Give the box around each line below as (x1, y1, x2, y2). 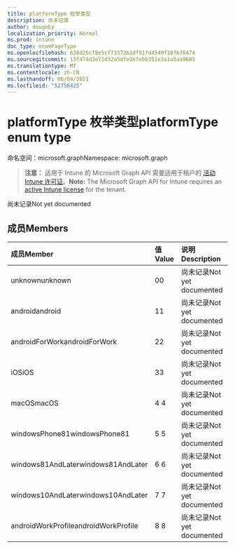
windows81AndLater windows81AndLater (10, 460, 148, 469)
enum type (7, 130, 71, 146)
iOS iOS (10, 367, 34, 377)
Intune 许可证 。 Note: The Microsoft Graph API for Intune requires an (24, 177, 222, 186)
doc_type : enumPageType (7, 43, 77, 50)
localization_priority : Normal (7, 29, 99, 37)
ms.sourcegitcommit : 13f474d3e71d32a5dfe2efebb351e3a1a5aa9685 (7, 56, 196, 63)
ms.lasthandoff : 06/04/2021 (7, 75, 90, 83)
